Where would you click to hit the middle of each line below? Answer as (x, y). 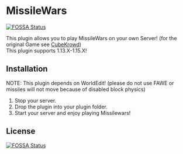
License (21, 132)
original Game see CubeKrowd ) (44, 44)
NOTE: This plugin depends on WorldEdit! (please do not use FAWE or (90, 83)
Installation (27, 69)
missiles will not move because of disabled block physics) (76, 89)
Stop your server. (35, 100)
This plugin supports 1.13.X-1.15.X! (46, 50)
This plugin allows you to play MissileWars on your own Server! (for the (91, 38)
